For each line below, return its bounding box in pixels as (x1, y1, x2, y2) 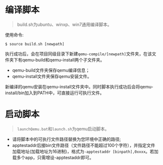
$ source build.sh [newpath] (5, 41, 65, 46)
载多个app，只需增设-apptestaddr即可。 (12, 154, 94, 160)
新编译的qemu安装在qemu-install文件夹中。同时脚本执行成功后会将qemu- (5, 83, 153, 89)
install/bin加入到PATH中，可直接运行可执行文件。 (5, 90, 104, 96)
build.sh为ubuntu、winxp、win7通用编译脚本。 (17, 21, 112, 27)
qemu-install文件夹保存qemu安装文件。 (12, 73, 92, 79)
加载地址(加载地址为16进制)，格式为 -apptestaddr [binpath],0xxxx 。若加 (12, 148, 159, 154)
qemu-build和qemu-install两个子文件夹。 (22, 57, 105, 62)
